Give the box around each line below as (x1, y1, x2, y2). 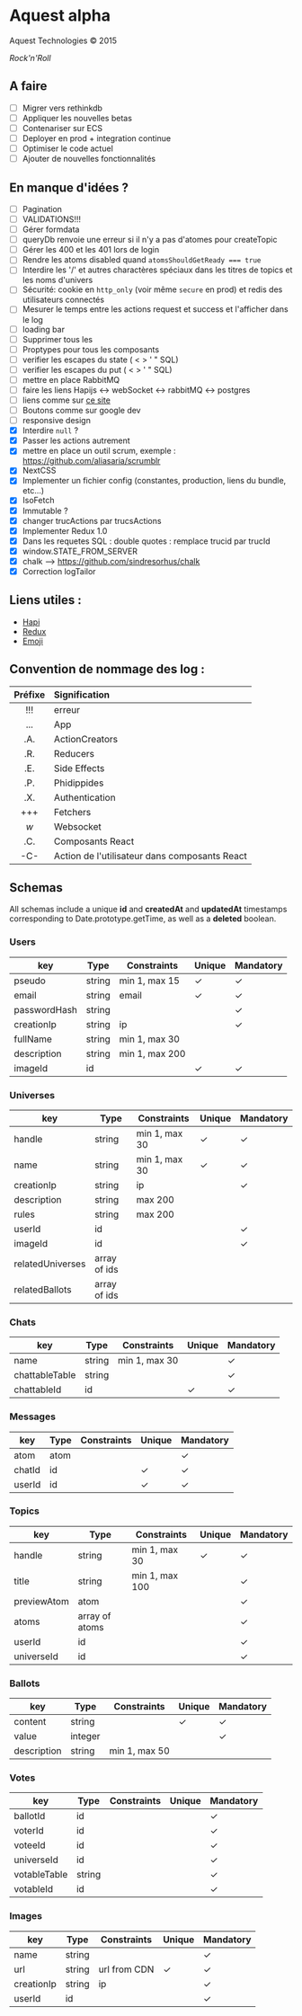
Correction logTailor (22, 565, 96, 576)
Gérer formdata (22, 224, 80, 235)
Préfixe (13, 688, 46, 701)
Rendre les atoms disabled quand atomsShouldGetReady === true (22, 254, 262, 265)
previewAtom (13, 1594, 69, 1607)
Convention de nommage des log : (9, 662, 205, 677)
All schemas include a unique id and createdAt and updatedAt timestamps (9, 904, 288, 915)
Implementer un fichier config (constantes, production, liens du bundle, (22, 475, 287, 486)
